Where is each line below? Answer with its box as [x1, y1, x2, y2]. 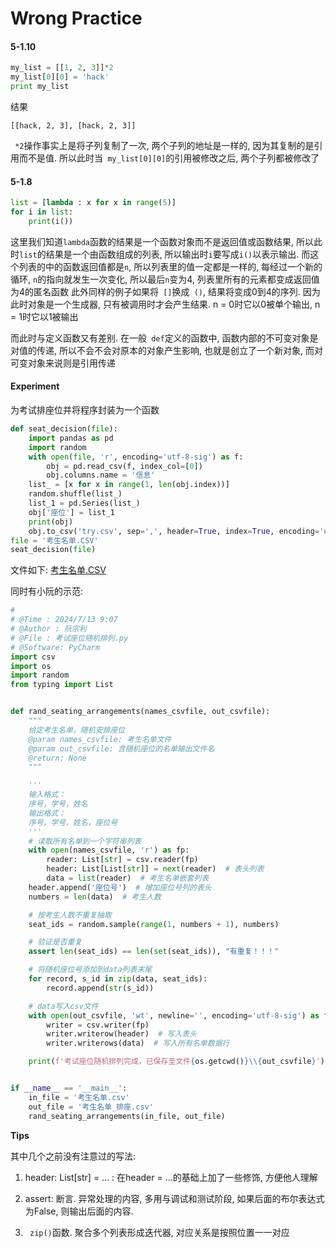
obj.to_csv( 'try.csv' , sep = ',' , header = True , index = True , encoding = [28, 526, 320, 536]
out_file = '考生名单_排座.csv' [28, 1102, 154, 1112]
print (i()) [28, 216, 74, 226]
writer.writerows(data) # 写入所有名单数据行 [46, 1038, 230, 1049]
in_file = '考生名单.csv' [28, 1092, 130, 1102]
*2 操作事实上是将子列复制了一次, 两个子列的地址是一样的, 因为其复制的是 [14, 140, 315, 152]
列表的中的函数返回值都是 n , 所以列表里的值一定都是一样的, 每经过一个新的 [18, 260, 323, 272]
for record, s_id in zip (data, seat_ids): [28, 974, 208, 984]
